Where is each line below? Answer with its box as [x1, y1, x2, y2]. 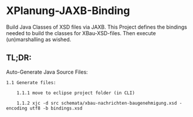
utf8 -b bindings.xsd [29, 105, 83, 111]
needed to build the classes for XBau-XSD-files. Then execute [6, 29, 157, 36]
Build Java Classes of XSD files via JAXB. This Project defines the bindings [6, 23, 188, 30]
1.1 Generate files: [6, 80, 57, 85]
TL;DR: [6, 53, 32, 63]
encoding [6, 105, 28, 111]
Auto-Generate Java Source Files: [6, 68, 88, 75]
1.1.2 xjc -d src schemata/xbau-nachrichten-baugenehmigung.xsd [16, 100, 177, 106]
